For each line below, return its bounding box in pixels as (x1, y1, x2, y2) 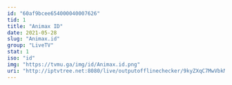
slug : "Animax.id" (7, 36, 60, 42)
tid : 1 (7, 16, 26, 23)
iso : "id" (7, 55, 36, 62)
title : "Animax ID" (7, 23, 64, 29)
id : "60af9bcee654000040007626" (7, 10, 100, 17)
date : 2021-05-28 (7, 29, 57, 36)
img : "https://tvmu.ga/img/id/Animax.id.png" (7, 61, 140, 68)
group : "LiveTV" (7, 42, 54, 49)
